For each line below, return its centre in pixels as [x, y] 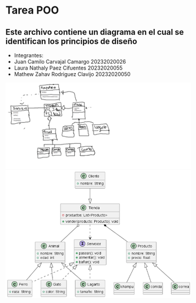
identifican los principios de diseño [72, 41]
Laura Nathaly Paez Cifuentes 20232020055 [68, 68]
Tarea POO [32, 10]
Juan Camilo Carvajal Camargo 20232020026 [70, 62]
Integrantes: [29, 55]
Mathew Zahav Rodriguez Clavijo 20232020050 [72, 74]
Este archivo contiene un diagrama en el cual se [95, 32]
